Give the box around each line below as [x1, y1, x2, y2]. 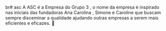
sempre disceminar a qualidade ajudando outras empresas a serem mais [5, 15, 159, 20]
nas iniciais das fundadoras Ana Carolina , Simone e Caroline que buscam [5, 9, 161, 15]
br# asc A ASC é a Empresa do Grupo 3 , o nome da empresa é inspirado [5, 4, 160, 10]
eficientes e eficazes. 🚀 [5, 20, 55, 26]
